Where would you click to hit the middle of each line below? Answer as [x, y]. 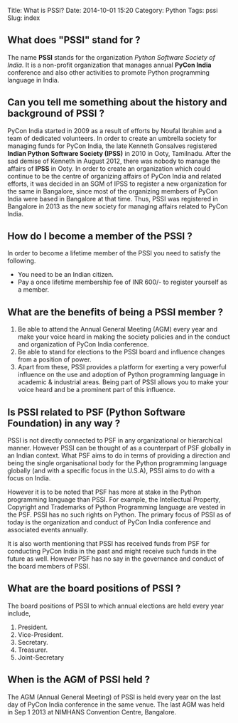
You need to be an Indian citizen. [65, 275]
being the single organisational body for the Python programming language [117, 463]
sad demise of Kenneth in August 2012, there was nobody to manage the [114, 161]
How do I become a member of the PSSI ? [100, 237]
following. [22, 261]
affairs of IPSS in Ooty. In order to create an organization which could [109, 168]
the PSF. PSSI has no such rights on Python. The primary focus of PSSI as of [119, 514]
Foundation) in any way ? [64, 423]
